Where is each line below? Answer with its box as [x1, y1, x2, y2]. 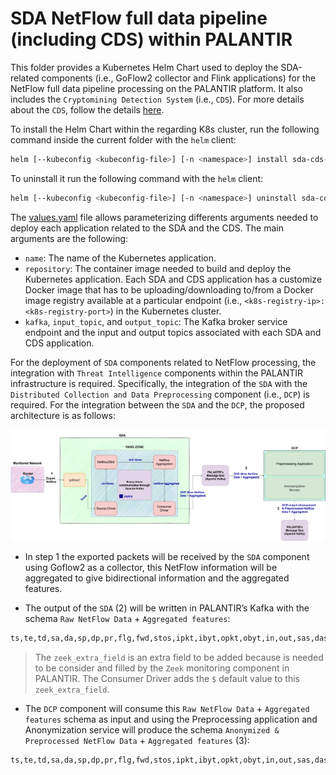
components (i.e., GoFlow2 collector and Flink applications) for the [41, 72, 317, 84]
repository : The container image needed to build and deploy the [24, 262, 292, 274]
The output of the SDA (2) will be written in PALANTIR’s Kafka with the [24, 602, 310, 614]
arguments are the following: [10, 232, 129, 244]
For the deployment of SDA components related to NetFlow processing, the [10, 356, 317, 368]
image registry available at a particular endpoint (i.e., [24, 294, 243, 306]
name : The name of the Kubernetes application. [24, 252, 217, 264]
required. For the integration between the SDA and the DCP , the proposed [10, 398, 305, 411]
